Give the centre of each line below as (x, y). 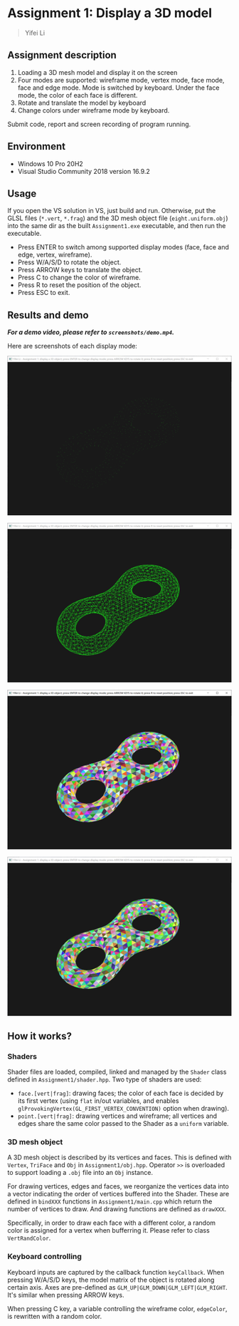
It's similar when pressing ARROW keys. (66, 1295)
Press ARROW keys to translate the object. (80, 270)
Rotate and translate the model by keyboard (82, 103)
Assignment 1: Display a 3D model (110, 13)
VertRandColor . (29, 1238)
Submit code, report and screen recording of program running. (99, 124)
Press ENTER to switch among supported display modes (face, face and (123, 247)
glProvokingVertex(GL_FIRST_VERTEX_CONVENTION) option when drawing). (123, 1109)
